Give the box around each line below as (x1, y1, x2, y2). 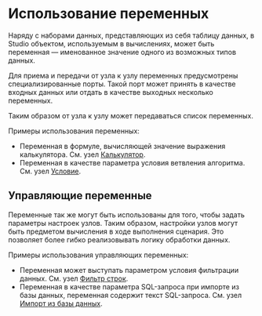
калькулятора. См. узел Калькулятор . (19, 150, 146, 159)
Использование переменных (8, 5, 209, 23)
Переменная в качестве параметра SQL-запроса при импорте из (19, 281, 239, 291)
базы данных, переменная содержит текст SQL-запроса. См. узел (19, 290, 242, 300)
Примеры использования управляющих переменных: (8, 250, 189, 260)
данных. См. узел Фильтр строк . (19, 274, 129, 283)
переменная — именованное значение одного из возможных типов (8, 47, 237, 56)
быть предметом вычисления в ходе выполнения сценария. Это (8, 227, 224, 236)
